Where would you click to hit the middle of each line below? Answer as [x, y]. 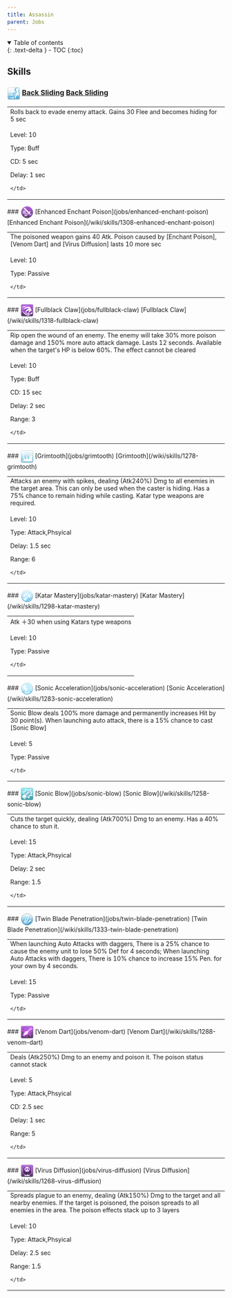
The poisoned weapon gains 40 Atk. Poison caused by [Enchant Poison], [114, 237]
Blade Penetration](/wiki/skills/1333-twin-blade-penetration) [93, 929]
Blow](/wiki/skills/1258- [176, 794]
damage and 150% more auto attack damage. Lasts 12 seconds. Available [116, 342]
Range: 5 [23, 1133]
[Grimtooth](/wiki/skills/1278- [157, 456]
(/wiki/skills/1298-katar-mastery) [54, 606]
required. [23, 503]
